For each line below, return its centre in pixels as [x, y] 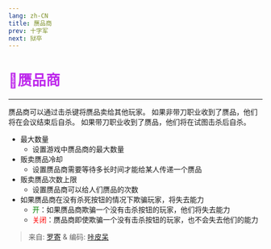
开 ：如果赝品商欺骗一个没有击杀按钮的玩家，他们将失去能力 [131, 210]
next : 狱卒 [25, 38]
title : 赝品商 [30, 23]
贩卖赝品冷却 [41, 160]
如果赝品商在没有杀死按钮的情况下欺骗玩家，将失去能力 [112, 200]
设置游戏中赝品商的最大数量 [78, 149]
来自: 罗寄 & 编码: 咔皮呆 [68, 237]
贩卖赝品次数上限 [48, 180]
